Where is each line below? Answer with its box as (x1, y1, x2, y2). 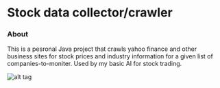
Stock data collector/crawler (7, 5, 173, 21)
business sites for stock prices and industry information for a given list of (7, 52, 214, 60)
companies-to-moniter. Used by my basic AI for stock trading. (7, 60, 182, 68)
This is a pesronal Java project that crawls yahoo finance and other (7, 45, 197, 53)
